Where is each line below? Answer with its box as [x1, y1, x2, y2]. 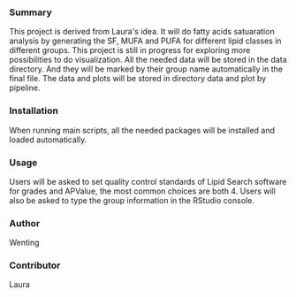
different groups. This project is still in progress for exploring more [9, 45, 251, 56]
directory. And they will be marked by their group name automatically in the [9, 64, 283, 74]
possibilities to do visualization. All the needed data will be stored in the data [9, 55, 287, 65]
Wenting [9, 237, 40, 248]
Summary [9, 6, 53, 19]
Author [9, 217, 41, 229]
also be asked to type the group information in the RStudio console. [9, 194, 254, 205]
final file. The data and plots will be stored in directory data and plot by [9, 73, 267, 84]
